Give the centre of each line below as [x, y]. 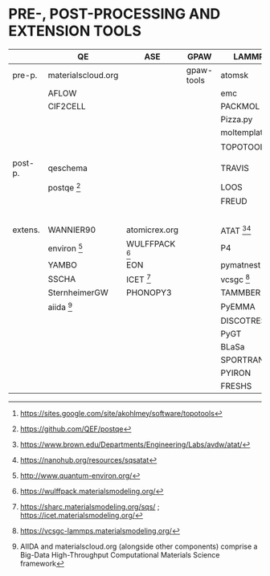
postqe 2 [64, 187]
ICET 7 [138, 279]
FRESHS [236, 386]
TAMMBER [241, 292]
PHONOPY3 [149, 292]
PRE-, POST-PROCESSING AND [115, 14]
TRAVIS [235, 168]
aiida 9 [60, 307]
